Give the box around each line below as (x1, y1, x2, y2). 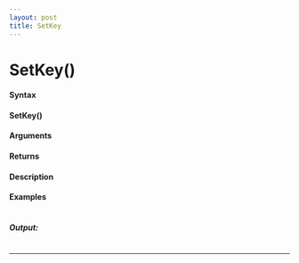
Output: (9, 222, 39, 233)
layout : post (9, 12, 58, 22)
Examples (9, 192, 47, 202)
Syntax (9, 90, 36, 101)
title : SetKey (9, 21, 62, 30)
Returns (9, 151, 40, 161)
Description (9, 171, 54, 182)
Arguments (9, 130, 53, 141)
